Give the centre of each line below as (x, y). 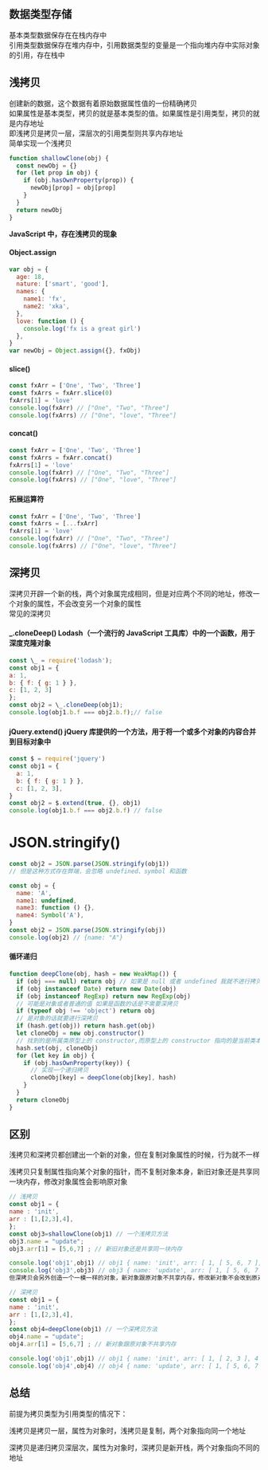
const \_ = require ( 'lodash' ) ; (61, 660)
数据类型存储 (41, 14)
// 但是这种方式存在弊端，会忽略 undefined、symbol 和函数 (98, 871)
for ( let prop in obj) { (57, 173)
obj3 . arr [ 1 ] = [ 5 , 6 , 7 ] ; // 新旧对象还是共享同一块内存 (96, 1249)
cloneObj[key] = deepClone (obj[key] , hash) (103, 1078)
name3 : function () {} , (55, 908)
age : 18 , (31, 277)
